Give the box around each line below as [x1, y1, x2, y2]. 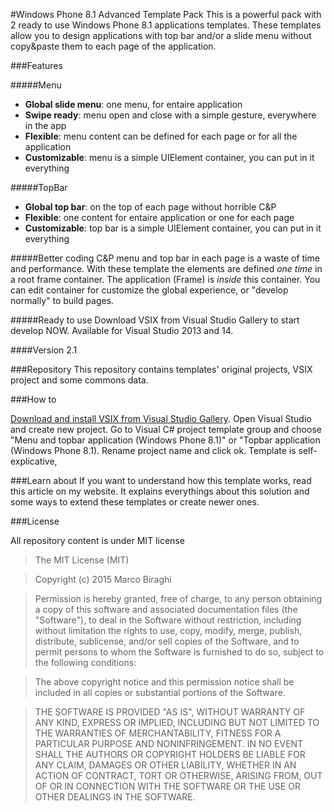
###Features [10, 60, 63, 71]
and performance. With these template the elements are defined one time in [10, 263, 323, 274]
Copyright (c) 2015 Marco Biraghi [34, 574, 172, 585]
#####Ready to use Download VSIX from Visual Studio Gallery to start [10, 314, 300, 326]
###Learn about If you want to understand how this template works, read [10, 475, 312, 486]
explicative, [10, 455, 58, 467]
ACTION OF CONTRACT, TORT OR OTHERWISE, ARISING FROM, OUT [34, 770, 323, 781]
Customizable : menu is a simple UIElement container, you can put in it [24, 152, 315, 163]
